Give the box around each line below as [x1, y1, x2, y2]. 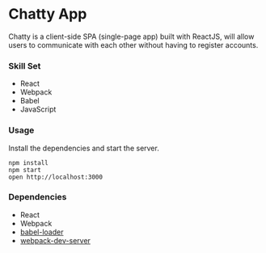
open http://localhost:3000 [8, 173, 103, 181]
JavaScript [19, 104, 57, 114]
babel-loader [19, 227, 64, 237]
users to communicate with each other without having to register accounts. [8, 40, 259, 49]
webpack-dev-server [19, 235, 91, 245]
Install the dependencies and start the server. [8, 143, 159, 153]
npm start [8, 166, 42, 174]
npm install [8, 158, 49, 167]
